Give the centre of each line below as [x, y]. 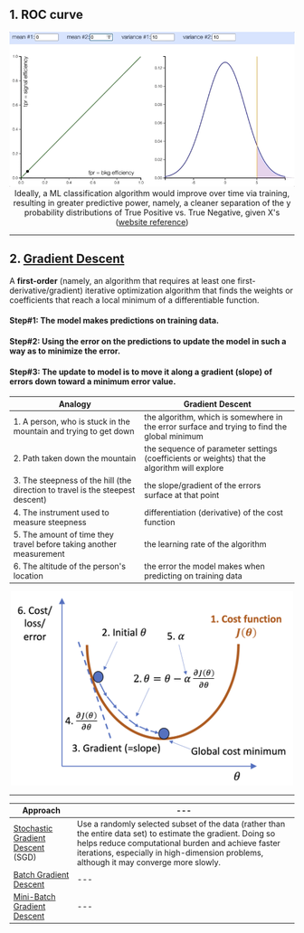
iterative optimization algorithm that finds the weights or [189, 290]
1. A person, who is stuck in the [72, 422]
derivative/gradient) [46, 290]
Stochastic [33, 829]
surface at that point [182, 495]
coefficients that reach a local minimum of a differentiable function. [134, 300]
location [28, 576]
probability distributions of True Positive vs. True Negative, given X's [152, 212]
